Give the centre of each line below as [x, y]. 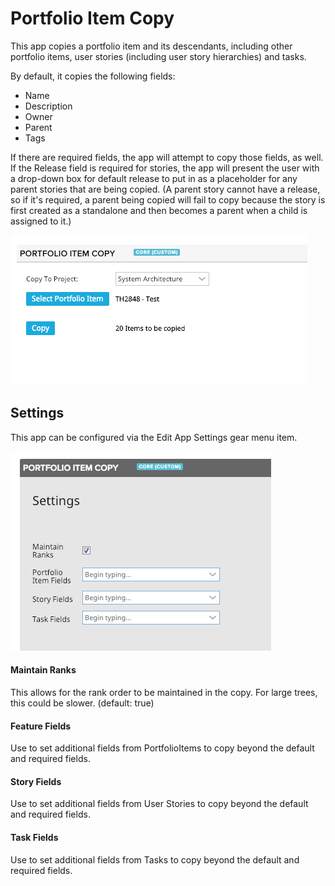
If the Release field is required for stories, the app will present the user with [165, 168]
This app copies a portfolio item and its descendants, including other [151, 46]
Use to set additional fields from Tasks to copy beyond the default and [155, 859]
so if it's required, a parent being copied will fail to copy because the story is [168, 199]
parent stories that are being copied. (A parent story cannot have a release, [165, 189]
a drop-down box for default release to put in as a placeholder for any [154, 178]
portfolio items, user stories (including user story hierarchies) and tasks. [158, 56]
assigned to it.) [41, 221]
